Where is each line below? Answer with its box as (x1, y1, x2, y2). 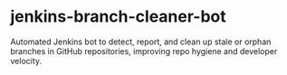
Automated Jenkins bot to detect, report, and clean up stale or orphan (10, 36, 272, 47)
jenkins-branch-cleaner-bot (10, 6, 227, 27)
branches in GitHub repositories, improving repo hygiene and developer (10, 45, 278, 56)
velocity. (10, 55, 43, 66)
